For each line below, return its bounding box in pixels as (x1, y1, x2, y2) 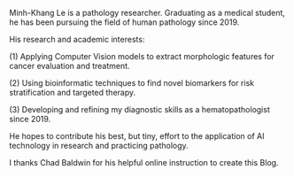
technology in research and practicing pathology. (9, 141, 189, 150)
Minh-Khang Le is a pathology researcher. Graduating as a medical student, (9, 8, 286, 18)
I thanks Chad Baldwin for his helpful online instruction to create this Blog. (9, 158, 279, 167)
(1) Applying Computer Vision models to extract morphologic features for (9, 51, 275, 61)
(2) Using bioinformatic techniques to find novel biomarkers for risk (9, 78, 255, 88)
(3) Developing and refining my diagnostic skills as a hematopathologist (9, 104, 270, 114)
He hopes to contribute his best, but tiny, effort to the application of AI (9, 131, 265, 141)
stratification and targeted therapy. (9, 88, 136, 97)
